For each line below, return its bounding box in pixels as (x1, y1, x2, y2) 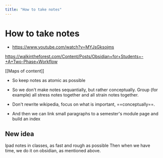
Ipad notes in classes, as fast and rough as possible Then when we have (5, 142, 150, 148)
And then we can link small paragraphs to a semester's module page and (12, 111, 159, 116)
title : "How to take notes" (5, 7, 62, 12)
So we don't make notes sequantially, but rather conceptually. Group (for (12, 87, 158, 93)
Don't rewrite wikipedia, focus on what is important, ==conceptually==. (12, 101, 155, 107)
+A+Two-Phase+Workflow (5, 59, 58, 64)
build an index (12, 116, 40, 122)
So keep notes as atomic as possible (12, 77, 86, 83)
